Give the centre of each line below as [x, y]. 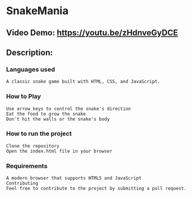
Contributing [22, 183]
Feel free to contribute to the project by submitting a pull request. [96, 189]
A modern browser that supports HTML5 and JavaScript [74, 178]
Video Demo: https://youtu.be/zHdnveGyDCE [92, 33]
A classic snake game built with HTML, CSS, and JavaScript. [83, 82]
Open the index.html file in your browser [59, 151]
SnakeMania [37, 11]
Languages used [31, 69]
